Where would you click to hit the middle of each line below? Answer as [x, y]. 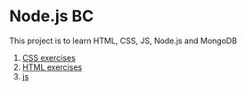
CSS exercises [49, 57]
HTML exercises [52, 67]
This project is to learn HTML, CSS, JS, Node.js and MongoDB [123, 41]
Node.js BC [52, 16]
